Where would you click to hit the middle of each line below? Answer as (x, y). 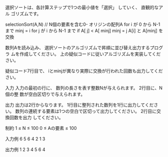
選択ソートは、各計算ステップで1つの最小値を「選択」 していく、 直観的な (82, 7)
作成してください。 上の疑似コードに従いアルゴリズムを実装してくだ (90, 54)
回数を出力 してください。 (36, 117)
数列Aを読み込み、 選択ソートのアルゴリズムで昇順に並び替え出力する (78, 48)
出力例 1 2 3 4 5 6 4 (25, 149)
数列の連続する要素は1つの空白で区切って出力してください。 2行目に (86, 111)
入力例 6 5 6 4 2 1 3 (25, 139)
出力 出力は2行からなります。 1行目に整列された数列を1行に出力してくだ (79, 105)
